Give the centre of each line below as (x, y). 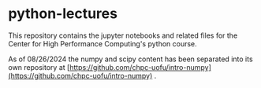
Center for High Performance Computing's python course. (103, 43)
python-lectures (63, 14)
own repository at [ (39, 67)
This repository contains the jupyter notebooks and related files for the (123, 35)
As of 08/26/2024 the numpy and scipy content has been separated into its (131, 59)
